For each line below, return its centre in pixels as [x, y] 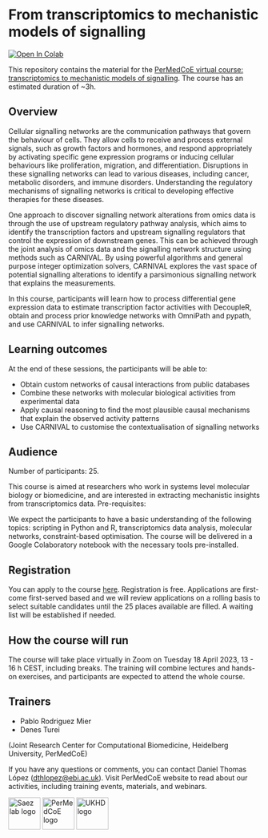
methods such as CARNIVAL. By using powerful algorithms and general [126, 257]
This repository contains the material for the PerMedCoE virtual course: [126, 69]
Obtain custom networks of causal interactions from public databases [135, 384]
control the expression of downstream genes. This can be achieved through [133, 240]
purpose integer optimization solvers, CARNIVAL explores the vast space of [133, 265]
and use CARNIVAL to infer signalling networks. [87, 324]
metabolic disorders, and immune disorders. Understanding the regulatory [131, 182]
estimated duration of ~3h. [52, 87]
